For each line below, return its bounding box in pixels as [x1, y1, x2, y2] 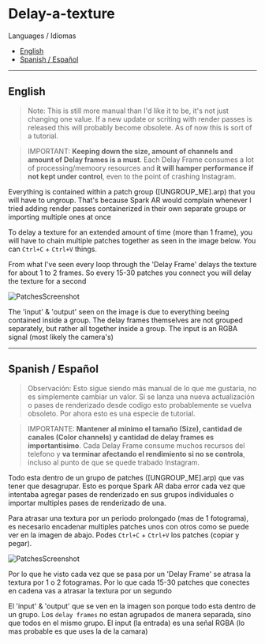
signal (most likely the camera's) [8, 332, 114, 341]
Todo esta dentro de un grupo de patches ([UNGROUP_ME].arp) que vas [8, 473, 244, 482]
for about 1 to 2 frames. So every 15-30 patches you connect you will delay [8, 268, 252, 277]
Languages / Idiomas [8, 31, 77, 40]
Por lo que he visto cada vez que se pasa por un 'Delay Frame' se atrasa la [8, 569, 251, 578]
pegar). [8, 538, 32, 548]
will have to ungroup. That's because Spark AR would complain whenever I [8, 195, 252, 205]
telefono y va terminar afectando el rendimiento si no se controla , [27, 449, 246, 458]
